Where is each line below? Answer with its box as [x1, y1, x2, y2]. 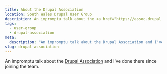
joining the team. [5, 63, 40, 69]
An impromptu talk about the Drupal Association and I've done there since [5, 58, 157, 64]
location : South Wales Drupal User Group [5, 12, 92, 17]
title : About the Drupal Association [5, 7, 83, 12]
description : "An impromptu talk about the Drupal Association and [9, 40, 153, 45]
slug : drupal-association [5, 44, 59, 49]
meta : [5, 35, 16, 40]
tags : [5, 21, 16, 26]
